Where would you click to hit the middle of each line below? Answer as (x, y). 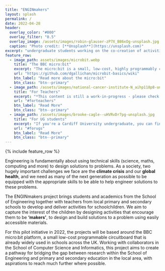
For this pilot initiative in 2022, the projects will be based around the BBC (79, 232)
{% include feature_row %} (32, 151)
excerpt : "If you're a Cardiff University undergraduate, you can (83, 124)
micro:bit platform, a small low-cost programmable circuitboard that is (76, 237)
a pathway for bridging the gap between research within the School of (76, 253)
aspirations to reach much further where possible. (56, 264)
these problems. (22, 187)
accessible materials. (27, 223)
